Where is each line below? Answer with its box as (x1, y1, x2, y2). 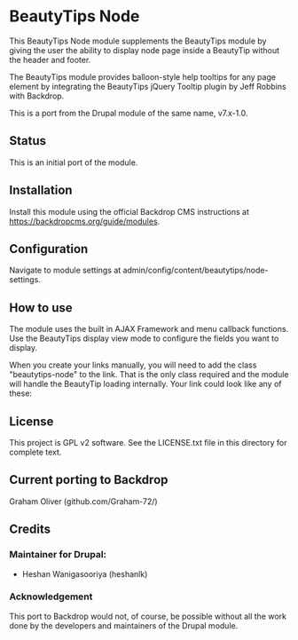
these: (9, 388, 33, 399)
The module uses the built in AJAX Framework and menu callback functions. (9, 324, 289, 335)
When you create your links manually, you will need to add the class (9, 360, 257, 370)
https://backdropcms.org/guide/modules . (9, 216, 161, 226)
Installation (9, 183, 73, 198)
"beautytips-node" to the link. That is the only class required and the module (9, 369, 290, 380)
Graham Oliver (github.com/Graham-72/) (9, 495, 158, 507)
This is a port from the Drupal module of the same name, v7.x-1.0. (9, 107, 248, 118)
